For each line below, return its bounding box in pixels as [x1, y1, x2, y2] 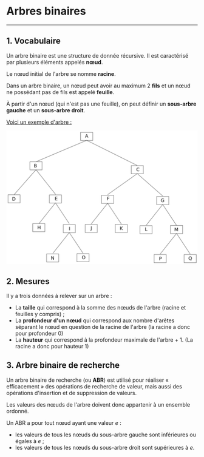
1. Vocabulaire [6, 36, 61, 46]
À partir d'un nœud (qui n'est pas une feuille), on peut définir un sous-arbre [6, 100, 197, 107]
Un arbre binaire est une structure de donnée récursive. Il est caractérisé [6, 52, 189, 59]
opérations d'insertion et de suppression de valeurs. [6, 389, 137, 396]
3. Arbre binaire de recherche [6, 360, 120, 371]
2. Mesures [6, 276, 50, 286]
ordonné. [6, 407, 29, 415]
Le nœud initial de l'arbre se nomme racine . [6, 70, 117, 77]
